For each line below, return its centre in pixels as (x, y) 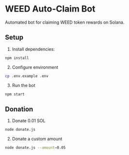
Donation (19, 109)
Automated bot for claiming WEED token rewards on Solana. (65, 22)
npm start (15, 94)
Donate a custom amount (37, 139)
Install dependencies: (33, 49)
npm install (17, 58)
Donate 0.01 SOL (29, 121)
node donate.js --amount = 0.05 (36, 148)
